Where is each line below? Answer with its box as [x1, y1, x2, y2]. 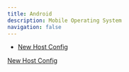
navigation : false [7, 23, 62, 30]
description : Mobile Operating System [7, 17, 122, 24]
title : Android [7, 10, 52, 18]
